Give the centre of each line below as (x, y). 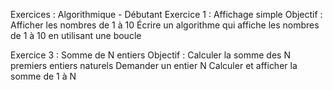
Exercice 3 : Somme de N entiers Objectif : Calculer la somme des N (150, 55)
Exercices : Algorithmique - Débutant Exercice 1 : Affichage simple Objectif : (166, 14)
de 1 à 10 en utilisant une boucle (76, 35)
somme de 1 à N (43, 76)
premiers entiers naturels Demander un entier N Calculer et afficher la (154, 65)
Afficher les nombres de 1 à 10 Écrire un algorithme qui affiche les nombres (165, 25)
